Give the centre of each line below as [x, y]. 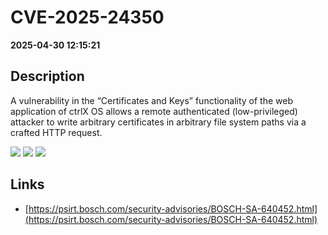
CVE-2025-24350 [87, 17]
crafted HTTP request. [56, 132]
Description [47, 76]
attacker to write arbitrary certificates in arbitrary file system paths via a [158, 122]
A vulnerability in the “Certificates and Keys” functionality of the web [151, 100]
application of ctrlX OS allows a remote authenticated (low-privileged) [154, 111]
